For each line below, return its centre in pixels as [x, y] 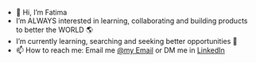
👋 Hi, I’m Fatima [41, 12]
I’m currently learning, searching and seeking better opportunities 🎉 [126, 41]
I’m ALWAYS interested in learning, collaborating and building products [132, 21]
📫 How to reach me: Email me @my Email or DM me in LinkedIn [120, 50]
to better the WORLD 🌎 [54, 30]
